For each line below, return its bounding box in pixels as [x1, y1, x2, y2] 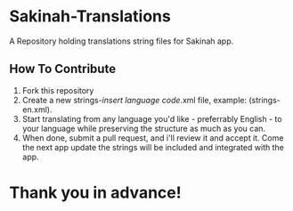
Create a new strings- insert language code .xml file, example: [21, 94, 248, 105]
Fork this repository [21, 85, 94, 95]
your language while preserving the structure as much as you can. [21, 123, 265, 134]
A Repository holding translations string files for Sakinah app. [9, 36, 234, 46]
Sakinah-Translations [9, 6, 171, 27]
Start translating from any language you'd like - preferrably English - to [21, 113, 282, 124]
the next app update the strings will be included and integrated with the [21, 142, 285, 152]
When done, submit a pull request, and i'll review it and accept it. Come [21, 132, 284, 143]
